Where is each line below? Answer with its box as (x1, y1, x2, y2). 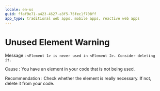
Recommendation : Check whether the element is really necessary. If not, (5, 76, 152, 81)
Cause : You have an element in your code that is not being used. (5, 66, 135, 72)
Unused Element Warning (5, 37, 110, 48)
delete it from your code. (5, 80, 55, 87)
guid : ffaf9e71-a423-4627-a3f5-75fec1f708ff (5, 12, 96, 16)
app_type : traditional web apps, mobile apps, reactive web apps (5, 16, 140, 21)
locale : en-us (5, 7, 34, 12)
